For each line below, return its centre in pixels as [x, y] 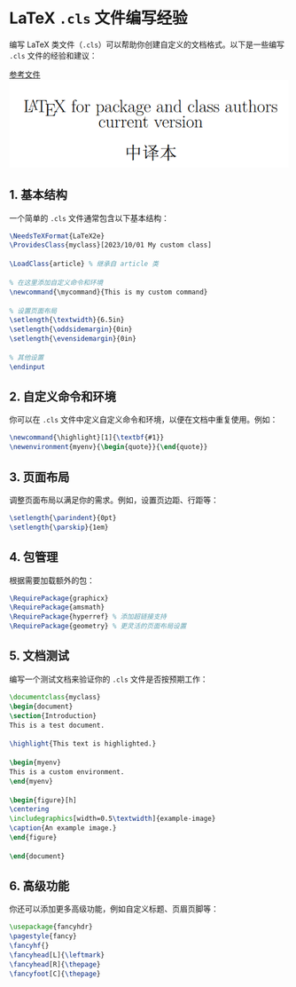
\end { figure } [33, 838]
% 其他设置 [27, 357]
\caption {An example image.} [63, 828]
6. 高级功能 [39, 886]
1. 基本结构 [39, 195]
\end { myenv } [31, 781]
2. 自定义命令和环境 [63, 397]
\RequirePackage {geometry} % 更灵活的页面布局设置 [98, 627]
